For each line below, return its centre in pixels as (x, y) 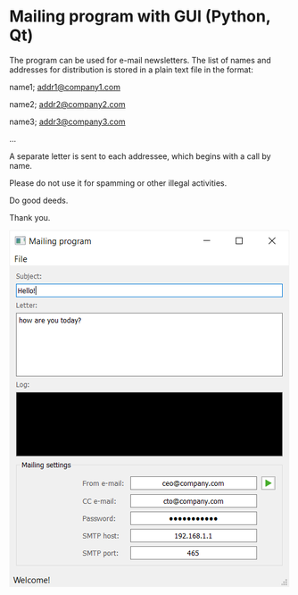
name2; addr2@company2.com (67, 104)
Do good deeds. (39, 200)
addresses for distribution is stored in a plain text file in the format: (132, 70)
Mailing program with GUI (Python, (140, 17)
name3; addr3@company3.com (68, 122)
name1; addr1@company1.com (65, 87)
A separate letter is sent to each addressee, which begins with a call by (140, 156)
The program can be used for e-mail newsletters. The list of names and (140, 60)
